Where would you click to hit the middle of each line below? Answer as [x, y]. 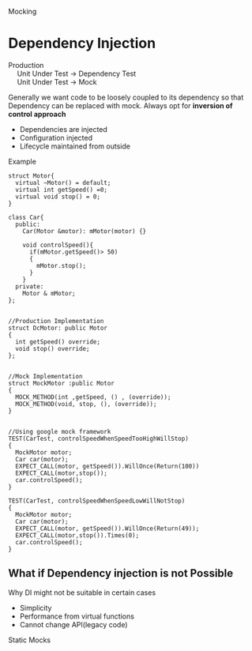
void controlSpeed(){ [58, 245]
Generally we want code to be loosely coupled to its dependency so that [126, 97]
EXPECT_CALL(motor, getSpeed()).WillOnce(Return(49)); [107, 529]
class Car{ [26, 217]
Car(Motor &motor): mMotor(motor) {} [85, 231]
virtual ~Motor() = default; [63, 183]
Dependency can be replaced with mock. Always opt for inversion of [120, 105]
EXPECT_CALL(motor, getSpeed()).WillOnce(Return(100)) [107, 466]
